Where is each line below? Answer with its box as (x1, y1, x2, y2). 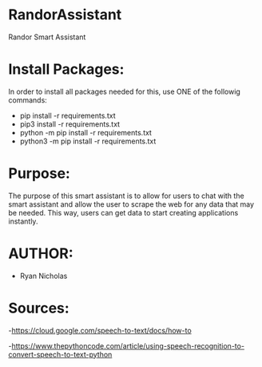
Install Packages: (8, 60, 125, 79)
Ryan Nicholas (19, 271, 68, 280)
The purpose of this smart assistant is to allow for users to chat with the (8, 191, 245, 200)
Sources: (8, 299, 69, 317)
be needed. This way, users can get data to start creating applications (8, 208, 239, 217)
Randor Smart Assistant (8, 32, 86, 42)
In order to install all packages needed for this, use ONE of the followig (8, 87, 241, 96)
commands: (8, 95, 48, 105)
